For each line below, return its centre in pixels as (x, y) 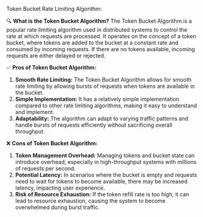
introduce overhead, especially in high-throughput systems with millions (106, 162)
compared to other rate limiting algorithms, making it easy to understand (106, 105)
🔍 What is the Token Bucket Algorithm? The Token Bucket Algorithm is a (99, 21)
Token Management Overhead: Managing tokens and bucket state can (105, 155)
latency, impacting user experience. (60, 188)
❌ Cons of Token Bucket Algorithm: (52, 143)
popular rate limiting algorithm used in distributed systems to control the (97, 30)
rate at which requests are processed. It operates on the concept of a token (101, 36)
